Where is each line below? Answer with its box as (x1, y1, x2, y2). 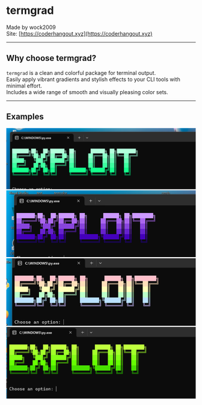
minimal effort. (6, 82, 42, 89)
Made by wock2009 (6, 24, 56, 31)
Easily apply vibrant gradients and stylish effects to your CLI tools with (6, 75, 180, 83)
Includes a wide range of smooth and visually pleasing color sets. (6, 88, 168, 95)
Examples (6, 112, 44, 122)
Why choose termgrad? (6, 53, 97, 63)
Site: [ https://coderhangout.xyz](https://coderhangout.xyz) (6, 30, 153, 37)
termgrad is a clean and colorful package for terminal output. (6, 69, 156, 76)
